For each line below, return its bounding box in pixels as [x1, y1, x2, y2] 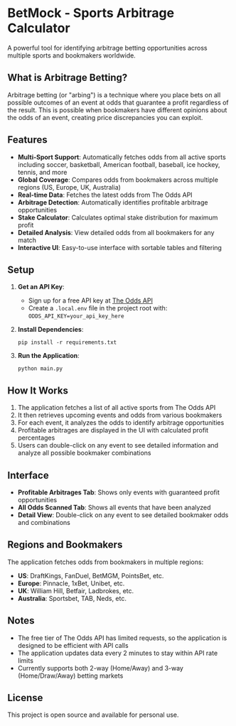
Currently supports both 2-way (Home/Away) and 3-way [17, 663, 183, 672]
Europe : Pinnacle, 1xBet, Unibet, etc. [17, 579, 125, 587]
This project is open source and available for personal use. [7, 710, 179, 719]
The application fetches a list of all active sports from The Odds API [17, 403, 216, 412]
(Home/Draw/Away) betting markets [17, 671, 124, 680]
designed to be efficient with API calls [17, 641, 129, 649]
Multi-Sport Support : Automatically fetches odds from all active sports [17, 153, 226, 161]
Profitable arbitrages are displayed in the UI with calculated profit [17, 426, 209, 435]
